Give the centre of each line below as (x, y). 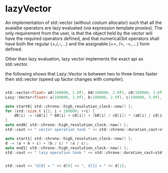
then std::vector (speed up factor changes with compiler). (64, 79)
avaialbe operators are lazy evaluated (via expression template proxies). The (84, 27)
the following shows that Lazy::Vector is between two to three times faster (81, 73)
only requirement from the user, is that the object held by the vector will (79, 33)
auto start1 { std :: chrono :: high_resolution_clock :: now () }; (69, 138)
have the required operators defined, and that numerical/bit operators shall (82, 38)
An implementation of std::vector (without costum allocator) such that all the (83, 22)
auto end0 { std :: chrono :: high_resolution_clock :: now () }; (67, 125)
